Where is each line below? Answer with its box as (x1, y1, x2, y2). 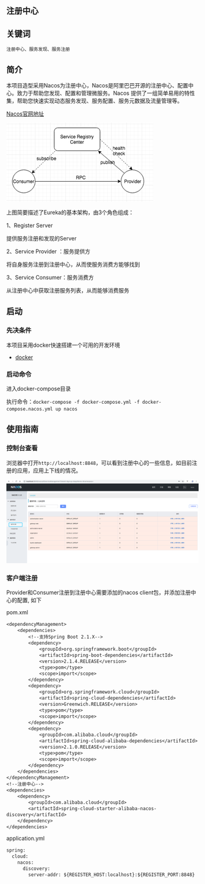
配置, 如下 (16, 596, 41, 604)
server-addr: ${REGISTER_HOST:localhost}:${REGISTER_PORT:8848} (28, 872, 195, 878)
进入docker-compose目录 (6, 385, 71, 392)
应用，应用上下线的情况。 (16, 467, 81, 474)
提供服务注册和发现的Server (6, 235, 77, 242)
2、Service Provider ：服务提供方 (6, 248, 90, 255)
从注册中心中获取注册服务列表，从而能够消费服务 (6, 287, 129, 294)
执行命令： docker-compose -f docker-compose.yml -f (6, 398, 140, 405)
